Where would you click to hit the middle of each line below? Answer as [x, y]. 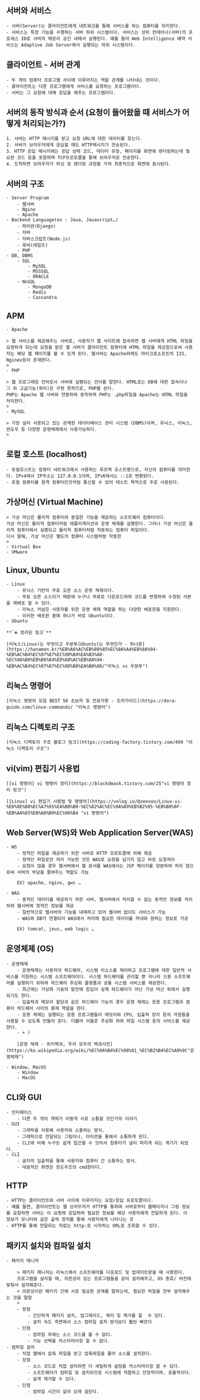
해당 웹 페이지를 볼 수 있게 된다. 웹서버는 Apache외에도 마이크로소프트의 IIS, [102, 354]
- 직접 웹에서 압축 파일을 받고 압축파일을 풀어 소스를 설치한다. [85, 1353]
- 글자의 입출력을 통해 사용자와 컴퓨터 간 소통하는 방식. [77, 1161]
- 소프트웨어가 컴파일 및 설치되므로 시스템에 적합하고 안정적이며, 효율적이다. [110, 1373]
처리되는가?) [44, 124]
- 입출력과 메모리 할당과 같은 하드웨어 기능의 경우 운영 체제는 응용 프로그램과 [100, 1002]
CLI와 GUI [24, 1097]
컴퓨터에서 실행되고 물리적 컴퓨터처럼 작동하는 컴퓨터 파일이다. [83, 530]
